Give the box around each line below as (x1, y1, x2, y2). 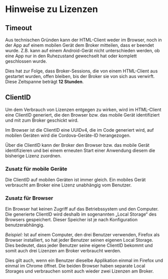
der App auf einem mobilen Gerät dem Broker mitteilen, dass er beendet (5, 42, 154, 48)
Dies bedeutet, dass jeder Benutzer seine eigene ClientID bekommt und (5, 242, 153, 248)
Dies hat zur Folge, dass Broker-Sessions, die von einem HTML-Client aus (5, 68, 158, 74)
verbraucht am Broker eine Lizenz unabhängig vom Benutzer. (5, 182, 132, 188)
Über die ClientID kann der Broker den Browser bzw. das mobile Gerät (5, 142, 149, 148)
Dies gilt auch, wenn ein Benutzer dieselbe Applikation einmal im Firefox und (5, 257, 163, 263)
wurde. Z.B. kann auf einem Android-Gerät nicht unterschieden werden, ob (5, 48, 160, 53)
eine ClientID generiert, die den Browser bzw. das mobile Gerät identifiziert (5, 112, 160, 118)
